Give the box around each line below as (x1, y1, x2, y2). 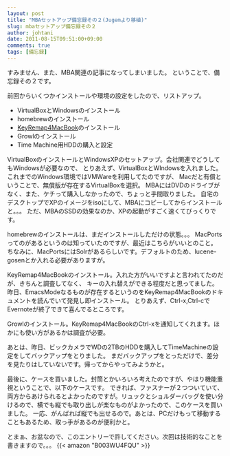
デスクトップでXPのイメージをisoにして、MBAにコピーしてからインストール (7, 198, 223, 207)
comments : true (7, 42, 51, 49)
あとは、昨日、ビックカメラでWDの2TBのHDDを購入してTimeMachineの (7, 342, 213, 351)
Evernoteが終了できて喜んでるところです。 (7, 304, 128, 313)
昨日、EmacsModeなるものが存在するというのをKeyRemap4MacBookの (7, 287, 211, 296)
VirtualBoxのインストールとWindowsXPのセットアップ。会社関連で (7, 155, 197, 163)
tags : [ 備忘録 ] (7, 49, 48, 56)
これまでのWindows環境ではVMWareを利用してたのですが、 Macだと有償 (7, 172, 216, 180)
